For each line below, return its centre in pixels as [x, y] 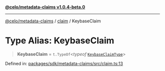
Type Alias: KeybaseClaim [60, 41]
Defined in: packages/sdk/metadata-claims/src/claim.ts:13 [64, 63]
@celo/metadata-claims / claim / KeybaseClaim [53, 21]
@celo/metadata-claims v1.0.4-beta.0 [45, 7]
